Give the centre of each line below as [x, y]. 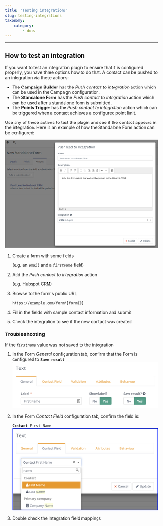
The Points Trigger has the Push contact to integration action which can [84, 107]
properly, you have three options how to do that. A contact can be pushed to [81, 72]
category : [24, 26]
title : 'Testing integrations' [37, 10]
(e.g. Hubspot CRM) [32, 284]
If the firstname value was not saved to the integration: [60, 345]
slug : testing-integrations [33, 15]
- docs [29, 31]
